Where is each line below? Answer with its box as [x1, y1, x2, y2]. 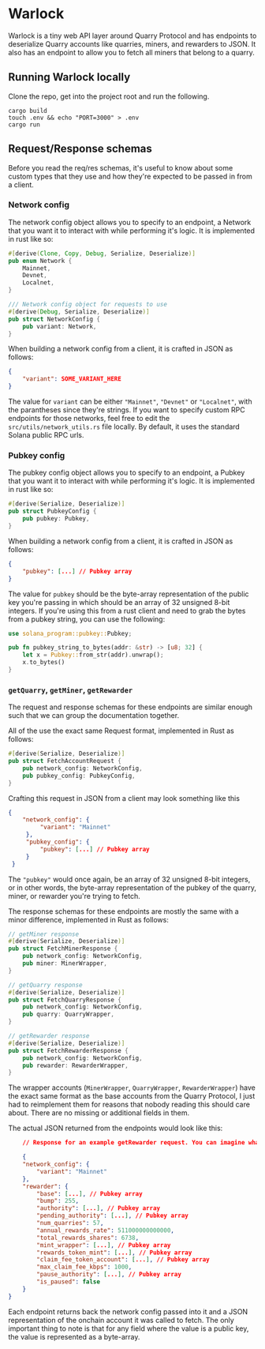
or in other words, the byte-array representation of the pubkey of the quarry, [8, 882, 257, 892]
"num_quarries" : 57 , [36, 1219, 104, 1227]
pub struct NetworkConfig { [8, 315, 101, 323]
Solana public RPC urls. [8, 430, 84, 440]
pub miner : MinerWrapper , [22, 960, 108, 968]
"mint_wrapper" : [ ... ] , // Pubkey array [36, 1241, 171, 1249]
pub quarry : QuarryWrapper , [22, 1010, 114, 1019]
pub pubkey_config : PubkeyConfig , [22, 772, 136, 780]
